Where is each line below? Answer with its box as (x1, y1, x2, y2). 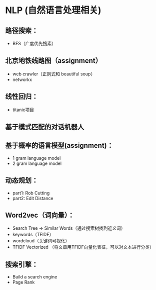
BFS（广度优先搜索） (12, 41, 56, 46)
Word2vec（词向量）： (5, 211, 74, 220)
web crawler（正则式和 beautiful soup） (12, 71, 95, 77)
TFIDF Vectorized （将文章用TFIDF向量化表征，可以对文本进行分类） (12, 244, 154, 250)
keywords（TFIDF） (12, 232, 54, 238)
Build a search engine (12, 274, 57, 280)
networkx (12, 76, 32, 82)
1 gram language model (12, 155, 61, 161)
